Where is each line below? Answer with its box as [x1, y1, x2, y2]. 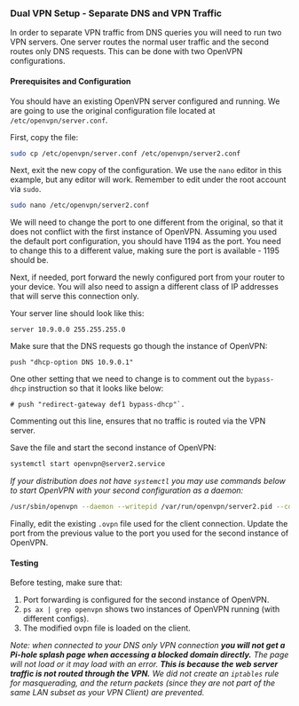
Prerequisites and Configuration [10, 75, 131, 86]
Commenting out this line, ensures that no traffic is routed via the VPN [10, 416, 266, 426]
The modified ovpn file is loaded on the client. [22, 623, 192, 633]
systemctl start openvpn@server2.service [10, 460, 166, 469]
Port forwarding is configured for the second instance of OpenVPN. [22, 594, 270, 606]
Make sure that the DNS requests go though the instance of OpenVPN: [10, 341, 268, 352]
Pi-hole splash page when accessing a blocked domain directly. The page [10, 649, 289, 660]
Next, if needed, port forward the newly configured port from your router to [10, 272, 285, 282]
